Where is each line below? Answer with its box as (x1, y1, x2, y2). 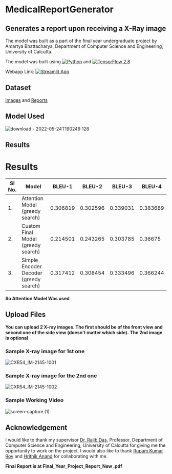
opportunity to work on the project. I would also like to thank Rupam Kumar (5, 448, 163, 454)
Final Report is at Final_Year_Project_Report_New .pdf (5, 463, 122, 469)
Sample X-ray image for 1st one (5, 348, 85, 355)
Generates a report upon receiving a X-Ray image (5, 24, 166, 33)
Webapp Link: (5, 68, 35, 75)
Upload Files (5, 310, 46, 319)
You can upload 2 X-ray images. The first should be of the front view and (5, 324, 163, 330)
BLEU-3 (112, 183, 132, 190)
